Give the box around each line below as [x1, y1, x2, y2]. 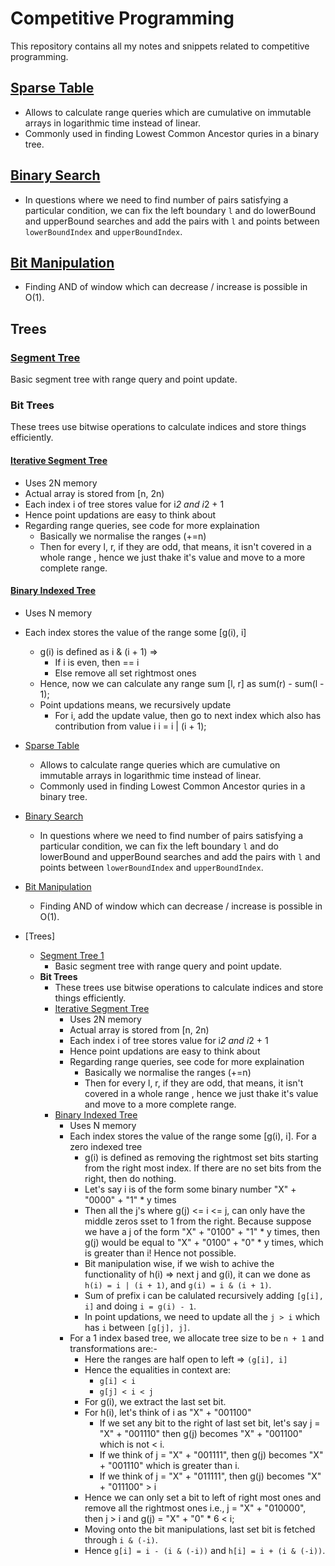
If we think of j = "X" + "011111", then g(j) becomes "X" [99, 1470, 322, 1482]
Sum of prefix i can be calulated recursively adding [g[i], [84, 1289, 324, 1301]
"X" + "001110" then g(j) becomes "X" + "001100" [99, 1427, 303, 1439]
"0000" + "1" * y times [84, 1193, 177, 1206]
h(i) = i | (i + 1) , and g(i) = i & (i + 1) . [84, 1278, 272, 1291]
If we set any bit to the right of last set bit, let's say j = [99, 1417, 321, 1429]
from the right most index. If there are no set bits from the [84, 1162, 322, 1174]
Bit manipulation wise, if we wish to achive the [84, 1257, 275, 1269]
